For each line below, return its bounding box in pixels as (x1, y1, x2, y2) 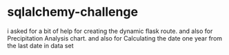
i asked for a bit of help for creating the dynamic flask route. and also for (7, 27, 213, 35)
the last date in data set (7, 41, 74, 49)
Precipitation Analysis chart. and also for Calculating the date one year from (7, 34, 223, 42)
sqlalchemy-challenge (7, 4, 139, 20)
